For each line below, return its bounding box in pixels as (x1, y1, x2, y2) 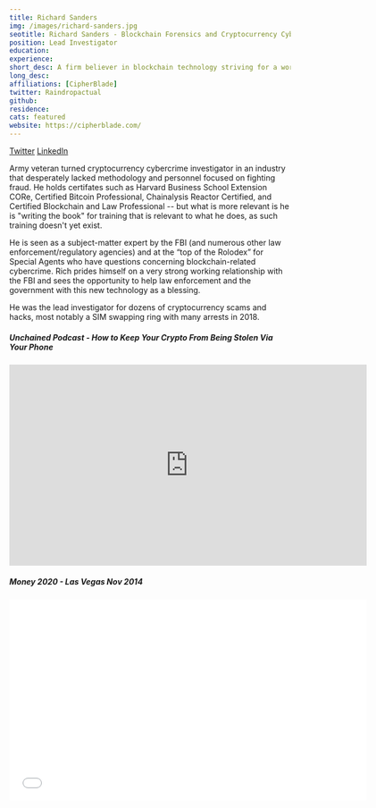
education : (9, 46, 50, 55)
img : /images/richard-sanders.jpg (9, 21, 138, 30)
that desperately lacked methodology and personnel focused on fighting (9, 173, 276, 183)
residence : (9, 105, 50, 114)
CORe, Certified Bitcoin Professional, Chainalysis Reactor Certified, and (9, 191, 272, 202)
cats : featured (9, 113, 66, 122)
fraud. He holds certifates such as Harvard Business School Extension (9, 182, 268, 192)
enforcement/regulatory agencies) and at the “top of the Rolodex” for (9, 247, 263, 257)
